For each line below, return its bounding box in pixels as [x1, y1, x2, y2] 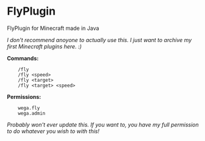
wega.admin [18, 110, 46, 117]
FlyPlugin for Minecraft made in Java [7, 24, 99, 32]
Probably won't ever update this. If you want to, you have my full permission [7, 121, 199, 128]
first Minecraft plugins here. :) [7, 43, 82, 50]
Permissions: [7, 93, 41, 100]
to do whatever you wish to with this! [7, 127, 99, 135]
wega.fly [18, 105, 40, 111]
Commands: [7, 54, 39, 62]
